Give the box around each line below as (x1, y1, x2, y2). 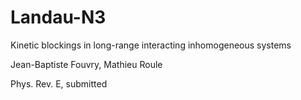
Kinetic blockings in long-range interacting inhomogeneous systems (10, 39, 292, 51)
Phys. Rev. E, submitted (10, 77, 108, 90)
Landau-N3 (10, 6, 107, 29)
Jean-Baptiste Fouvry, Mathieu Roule (10, 58, 163, 70)
